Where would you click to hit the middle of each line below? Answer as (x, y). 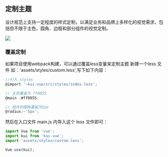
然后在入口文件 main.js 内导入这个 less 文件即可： (56, 122)
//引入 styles (19, 80)
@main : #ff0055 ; (22, 98)
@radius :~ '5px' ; (22, 112)
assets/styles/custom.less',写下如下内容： (64, 70)
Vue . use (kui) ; (20, 149)
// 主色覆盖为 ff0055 (26, 93)
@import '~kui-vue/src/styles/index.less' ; (51, 84)
